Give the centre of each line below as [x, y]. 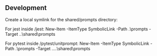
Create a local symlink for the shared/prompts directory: [61, 19]
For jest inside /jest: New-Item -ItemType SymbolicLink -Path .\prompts [77, 29]
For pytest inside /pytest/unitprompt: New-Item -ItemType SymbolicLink [77, 43]
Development [26, 8]
